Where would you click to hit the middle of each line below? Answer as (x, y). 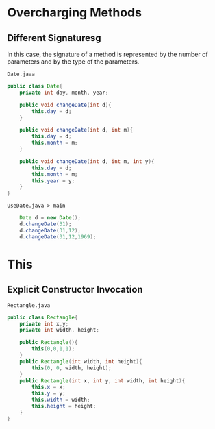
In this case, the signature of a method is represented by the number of (108, 54)
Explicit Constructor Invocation (75, 290)
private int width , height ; (59, 330)
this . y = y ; (49, 393)
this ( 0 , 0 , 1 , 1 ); (53, 349)
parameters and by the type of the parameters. (73, 62)
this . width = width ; (61, 400)
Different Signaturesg (54, 38)
